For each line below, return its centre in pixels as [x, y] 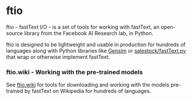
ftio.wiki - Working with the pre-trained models [75, 72]
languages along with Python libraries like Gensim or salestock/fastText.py [96, 50]
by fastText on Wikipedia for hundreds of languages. [88, 91]
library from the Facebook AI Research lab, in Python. [89, 33]
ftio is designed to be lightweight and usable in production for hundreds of [96, 44]
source [15, 33]
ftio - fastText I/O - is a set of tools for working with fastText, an [83, 27]
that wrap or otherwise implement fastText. [58, 57]
